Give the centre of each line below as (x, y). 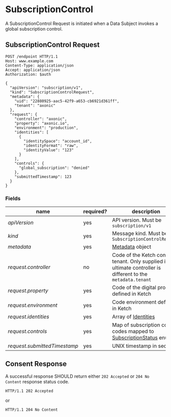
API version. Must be (137, 220)
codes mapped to (133, 332)
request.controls (27, 332)
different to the (130, 274)
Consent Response (36, 364)
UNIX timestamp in (134, 346)
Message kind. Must (136, 233)
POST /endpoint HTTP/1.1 (32, 56)
